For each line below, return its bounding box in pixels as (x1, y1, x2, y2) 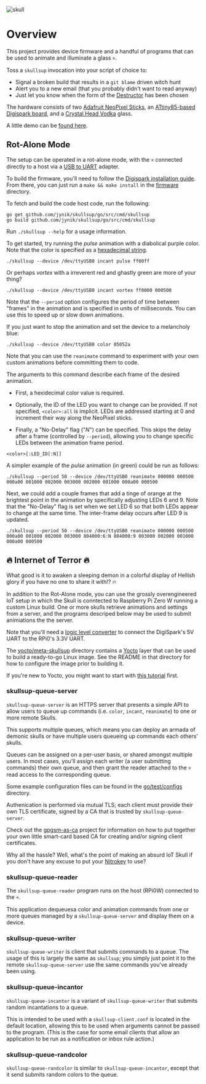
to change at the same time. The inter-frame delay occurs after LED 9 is (6, 509, 188, 516)
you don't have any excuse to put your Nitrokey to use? (6, 857, 146, 865)
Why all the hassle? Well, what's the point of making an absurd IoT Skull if (6, 851, 193, 858)
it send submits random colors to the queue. (6, 1071, 119, 1078)
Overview (6, 28, 57, 41)
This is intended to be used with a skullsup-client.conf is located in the (6, 1015, 191, 1023)
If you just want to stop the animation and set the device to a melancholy (6, 323, 191, 330)
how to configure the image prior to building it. (6, 659, 124, 667)
